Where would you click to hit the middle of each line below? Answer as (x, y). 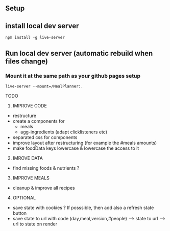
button (20, 213)
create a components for (39, 121)
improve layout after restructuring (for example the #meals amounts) (85, 143)
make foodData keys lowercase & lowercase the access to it (76, 148)
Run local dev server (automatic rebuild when (79, 53)
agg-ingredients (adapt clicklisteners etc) (64, 132)
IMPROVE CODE (30, 106)
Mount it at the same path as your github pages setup (73, 76)
